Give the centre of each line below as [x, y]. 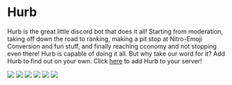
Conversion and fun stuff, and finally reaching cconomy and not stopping [112, 46]
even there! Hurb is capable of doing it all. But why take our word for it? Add [116, 54]
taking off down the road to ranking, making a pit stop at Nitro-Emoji [105, 38]
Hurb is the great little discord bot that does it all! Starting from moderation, [115, 31]
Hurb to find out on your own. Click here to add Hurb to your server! [105, 61]
